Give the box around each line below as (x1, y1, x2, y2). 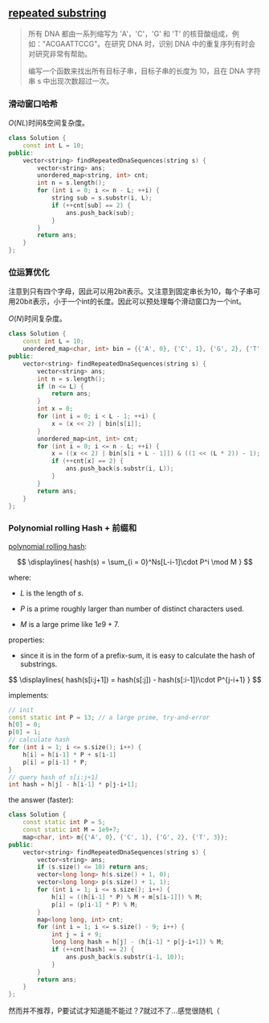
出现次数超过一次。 (50, 76, 114, 85)
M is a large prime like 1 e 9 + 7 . (19, 619, 120, 629)
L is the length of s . (19, 588, 84, 598)
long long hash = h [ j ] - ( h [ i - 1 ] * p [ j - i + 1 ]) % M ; (51, 938, 225, 947)
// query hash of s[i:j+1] (8, 773, 99, 782)
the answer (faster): (8, 795, 74, 805)
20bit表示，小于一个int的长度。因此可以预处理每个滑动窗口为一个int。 (14, 297, 247, 307)
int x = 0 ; (37, 405, 74, 413)
